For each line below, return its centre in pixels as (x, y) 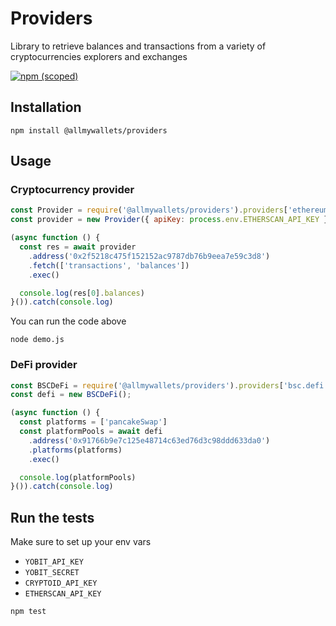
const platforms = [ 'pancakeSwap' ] (93, 422)
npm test (28, 612)
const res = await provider (78, 247)
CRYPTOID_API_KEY (61, 583)
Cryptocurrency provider (72, 190)
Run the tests (52, 517)
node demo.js (37, 340)
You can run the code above (68, 321)
